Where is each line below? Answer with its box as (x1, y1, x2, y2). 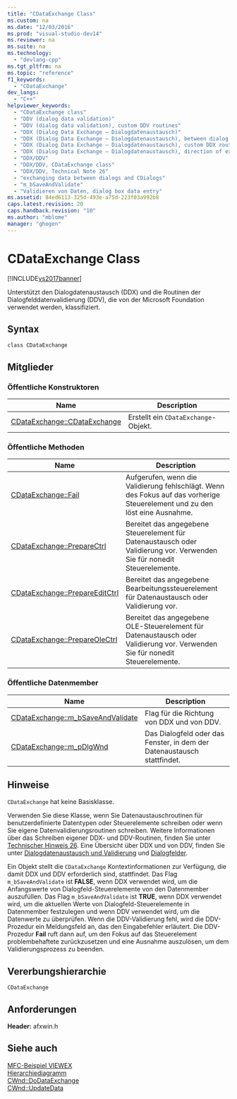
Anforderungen (7, 1003, 77, 1015)
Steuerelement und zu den (126, 499, 214, 509)
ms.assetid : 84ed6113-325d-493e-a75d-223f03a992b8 (7, 194, 159, 201)
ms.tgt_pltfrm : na (7, 63, 61, 70)
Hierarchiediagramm (7, 1069, 67, 1077)
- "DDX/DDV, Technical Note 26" (13, 167, 109, 175)
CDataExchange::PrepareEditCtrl (11, 588, 119, 598)
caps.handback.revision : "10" (7, 208, 97, 215)
